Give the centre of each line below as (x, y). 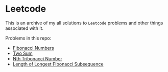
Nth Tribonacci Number (37, 58)
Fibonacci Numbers (33, 48)
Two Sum (23, 53)
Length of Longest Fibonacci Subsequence (58, 64)
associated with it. (25, 28)
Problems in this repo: (28, 38)
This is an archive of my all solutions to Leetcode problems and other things (84, 23)
